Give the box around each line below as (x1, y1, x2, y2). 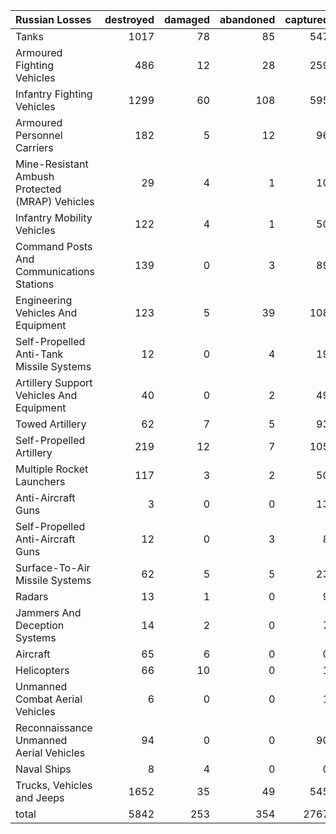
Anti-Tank (15, 347, 64, 361)
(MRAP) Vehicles (15, 195, 95, 208)
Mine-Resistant (15, 157, 89, 171)
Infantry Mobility (15, 211, 93, 224)
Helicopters (15, 664, 70, 677)
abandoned (219, 13, 276, 26)
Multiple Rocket (15, 462, 89, 476)
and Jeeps (15, 791, 65, 804)
